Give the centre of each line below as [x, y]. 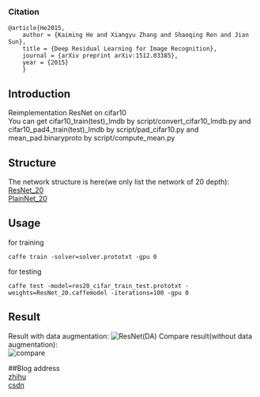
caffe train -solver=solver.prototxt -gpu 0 [83, 257]
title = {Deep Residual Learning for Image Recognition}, [120, 49]
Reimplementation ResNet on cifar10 [67, 113]
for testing [25, 272]
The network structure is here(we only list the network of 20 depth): [119, 182]
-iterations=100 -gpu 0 [150, 293]
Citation [24, 12]
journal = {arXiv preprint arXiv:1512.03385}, [100, 56]
